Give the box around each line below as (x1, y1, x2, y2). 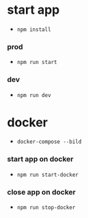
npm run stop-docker (16, 204, 76, 211)
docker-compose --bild (16, 138, 82, 146)
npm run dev (16, 91, 51, 98)
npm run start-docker (16, 171, 78, 178)
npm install (16, 26, 51, 33)
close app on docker (7, 187, 76, 197)
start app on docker (7, 154, 74, 164)
